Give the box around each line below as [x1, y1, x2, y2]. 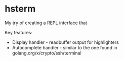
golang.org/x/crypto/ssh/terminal [12, 50, 81, 56]
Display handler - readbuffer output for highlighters [12, 39, 119, 45]
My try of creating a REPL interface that [5, 20, 87, 26]
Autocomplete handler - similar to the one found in [12, 44, 117, 50]
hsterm [5, 3, 36, 15]
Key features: [5, 29, 32, 35]
